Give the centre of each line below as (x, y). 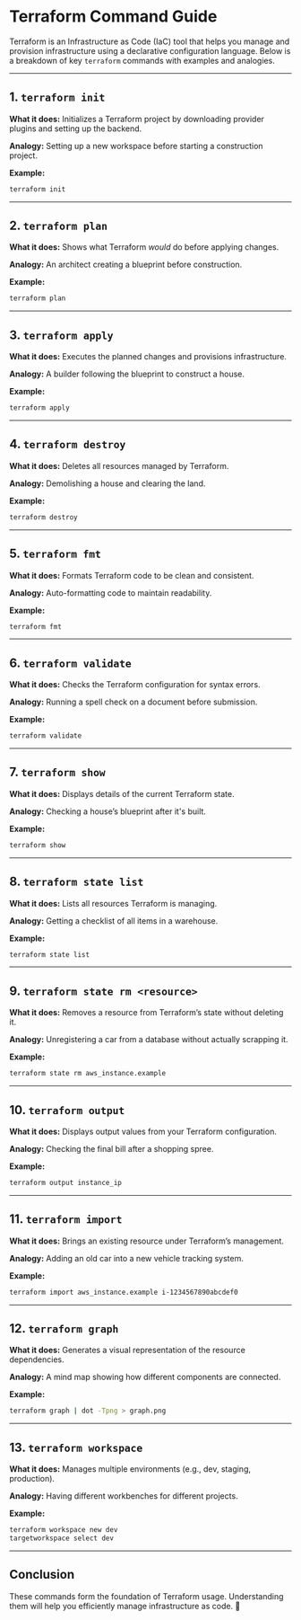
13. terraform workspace (76, 1447)
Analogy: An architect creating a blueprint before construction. (126, 265)
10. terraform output (67, 1110)
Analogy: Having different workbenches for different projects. (124, 1496)
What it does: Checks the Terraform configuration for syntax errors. (135, 685)
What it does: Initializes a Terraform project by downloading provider (137, 119)
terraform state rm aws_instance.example (88, 1074)
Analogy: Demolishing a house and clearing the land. (107, 483)
